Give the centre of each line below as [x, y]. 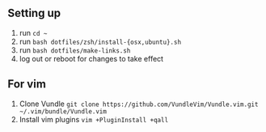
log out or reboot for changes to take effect [91, 58]
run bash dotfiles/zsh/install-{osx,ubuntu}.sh [100, 41]
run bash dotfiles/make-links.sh [75, 50]
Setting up [34, 13]
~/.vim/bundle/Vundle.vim [63, 111]
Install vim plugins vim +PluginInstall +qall [94, 119]
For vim [27, 84]
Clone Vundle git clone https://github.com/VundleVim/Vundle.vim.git [139, 104]
